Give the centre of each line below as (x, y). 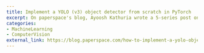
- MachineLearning (29, 29)
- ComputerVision (28, 35)
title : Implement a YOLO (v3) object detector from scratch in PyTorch (99, 12)
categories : (21, 23)
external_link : (25, 40)
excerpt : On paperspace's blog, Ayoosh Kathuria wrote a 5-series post (99, 18)
